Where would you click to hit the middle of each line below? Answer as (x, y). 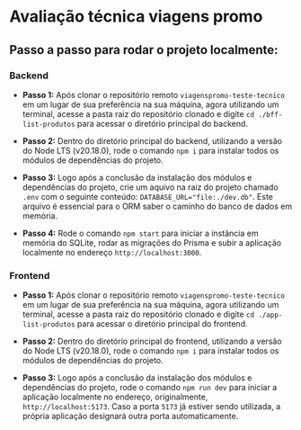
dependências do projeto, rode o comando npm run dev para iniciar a (150, 388)
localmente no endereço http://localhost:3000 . (112, 252)
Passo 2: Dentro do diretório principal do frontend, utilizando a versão (152, 341)
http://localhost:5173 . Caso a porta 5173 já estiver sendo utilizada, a (151, 407)
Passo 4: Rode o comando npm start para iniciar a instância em (140, 233)
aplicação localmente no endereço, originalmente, (115, 397)
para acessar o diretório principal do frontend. (162, 324)
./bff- (270, 114)
